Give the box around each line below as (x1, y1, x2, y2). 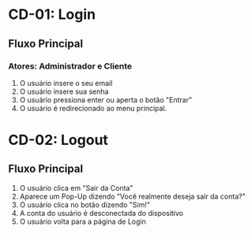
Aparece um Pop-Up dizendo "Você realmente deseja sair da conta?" (19, 191, 246, 201)
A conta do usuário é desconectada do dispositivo (19, 208, 184, 217)
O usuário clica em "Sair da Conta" (19, 183, 134, 192)
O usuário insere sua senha (19, 87, 109, 96)
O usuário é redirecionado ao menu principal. (19, 103, 167, 113)
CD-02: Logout (8, 132, 109, 149)
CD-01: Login (8, 6, 96, 24)
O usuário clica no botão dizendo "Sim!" (19, 199, 151, 210)
